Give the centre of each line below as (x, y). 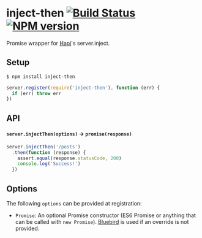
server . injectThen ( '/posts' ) (43, 147)
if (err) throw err (37, 93)
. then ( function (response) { (49, 152)
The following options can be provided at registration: (74, 204)
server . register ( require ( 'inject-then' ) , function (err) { (83, 88)
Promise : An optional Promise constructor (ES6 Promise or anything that (105, 215)
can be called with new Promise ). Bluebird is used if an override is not (102, 222)
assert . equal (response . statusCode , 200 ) (69, 158)
